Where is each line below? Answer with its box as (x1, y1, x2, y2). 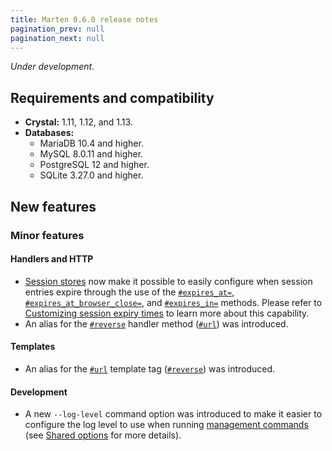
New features (10, 198, 97, 215)
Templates (10, 341, 56, 353)
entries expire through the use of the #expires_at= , (24, 286, 235, 298)
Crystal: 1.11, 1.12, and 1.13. (24, 116, 133, 128)
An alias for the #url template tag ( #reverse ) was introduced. (24, 362, 276, 375)
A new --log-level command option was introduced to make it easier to (24, 408, 323, 420)
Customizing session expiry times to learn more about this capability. (24, 307, 310, 319)
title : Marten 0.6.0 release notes (10, 14, 159, 25)
